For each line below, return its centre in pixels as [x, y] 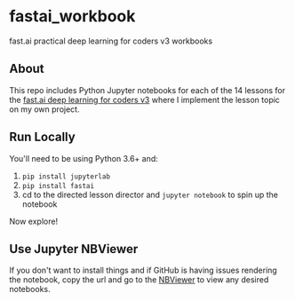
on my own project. [44, 109]
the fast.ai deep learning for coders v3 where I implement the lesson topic [144, 99]
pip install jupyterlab [66, 176]
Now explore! [34, 221]
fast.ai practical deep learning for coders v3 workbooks [111, 41]
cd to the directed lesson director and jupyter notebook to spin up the [150, 194]
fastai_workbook [72, 16]
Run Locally [42, 137]
